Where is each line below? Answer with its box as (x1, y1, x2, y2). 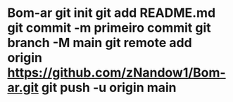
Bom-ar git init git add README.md (7, 5, 216, 21)
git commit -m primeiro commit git (7, 20, 211, 36)
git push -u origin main (41, 79, 177, 96)
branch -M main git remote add (7, 35, 192, 51)
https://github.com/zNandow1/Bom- (7, 65, 227, 81)
